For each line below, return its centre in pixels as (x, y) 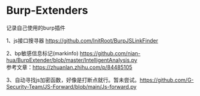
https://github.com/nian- (110, 53)
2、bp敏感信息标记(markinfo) (43, 53)
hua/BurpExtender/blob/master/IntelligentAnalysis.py (72, 60)
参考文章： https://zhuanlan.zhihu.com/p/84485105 (69, 67)
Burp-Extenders (47, 10)
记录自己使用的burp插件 (36, 28)
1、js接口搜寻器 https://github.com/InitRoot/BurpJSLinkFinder (82, 40)
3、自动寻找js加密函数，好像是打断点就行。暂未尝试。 (73, 80)
